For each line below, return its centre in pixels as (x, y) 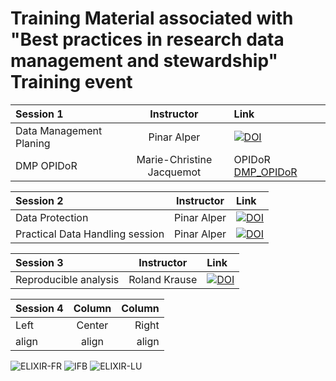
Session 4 (39, 308)
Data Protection (52, 217)
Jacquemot (174, 172)
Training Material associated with (152, 18)
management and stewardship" (144, 61)
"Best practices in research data (147, 39)
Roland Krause (163, 279)
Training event (71, 82)
